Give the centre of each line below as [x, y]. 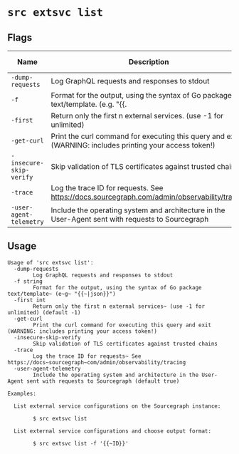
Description [149, 62]
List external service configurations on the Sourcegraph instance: [117, 406]
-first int [30, 300]
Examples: [22, 393]
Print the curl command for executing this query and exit [122, 325]
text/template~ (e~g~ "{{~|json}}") [62, 294]
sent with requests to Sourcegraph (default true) [103, 381]
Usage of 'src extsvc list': [51, 262]
